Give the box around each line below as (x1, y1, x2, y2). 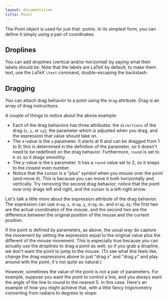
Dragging (5, 84, 35, 93)
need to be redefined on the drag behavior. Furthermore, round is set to (12, 149, 159, 155)
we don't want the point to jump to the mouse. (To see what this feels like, (5, 248, 158, 254)
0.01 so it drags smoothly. (12, 154, 66, 161)
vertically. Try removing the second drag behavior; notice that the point (12, 181, 160, 187)
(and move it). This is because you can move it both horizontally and (12, 176, 154, 182)
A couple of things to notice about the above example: (5, 112, 117, 118)
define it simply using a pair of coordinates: (5, 31, 95, 37)
